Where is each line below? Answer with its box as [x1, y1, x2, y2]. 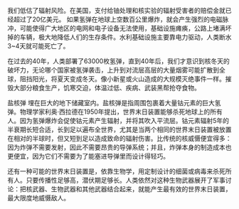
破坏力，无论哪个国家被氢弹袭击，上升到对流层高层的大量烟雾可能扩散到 [7, 66, 219, 74]
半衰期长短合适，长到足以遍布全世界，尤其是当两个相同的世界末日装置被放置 [7, 125, 232, 134]
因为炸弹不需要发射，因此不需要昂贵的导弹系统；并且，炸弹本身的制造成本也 [7, 143, 232, 151]
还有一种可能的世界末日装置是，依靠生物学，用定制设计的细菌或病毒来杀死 [7, 167, 225, 176]
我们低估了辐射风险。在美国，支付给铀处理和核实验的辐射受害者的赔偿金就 [7, 6, 225, 14]
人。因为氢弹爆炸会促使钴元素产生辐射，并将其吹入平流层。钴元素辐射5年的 [7, 117, 230, 124]
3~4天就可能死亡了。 [7, 42, 70, 50]
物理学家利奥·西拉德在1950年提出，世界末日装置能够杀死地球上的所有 [19, 107, 223, 116]
